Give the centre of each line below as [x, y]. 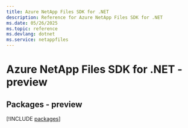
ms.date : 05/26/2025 [32, 23]
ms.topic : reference [32, 29]
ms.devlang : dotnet [31, 34]
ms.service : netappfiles [37, 40]
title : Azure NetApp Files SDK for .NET [58, 12]
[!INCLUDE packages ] [33, 119]
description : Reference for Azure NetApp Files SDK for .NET [85, 17]
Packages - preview [44, 104]
